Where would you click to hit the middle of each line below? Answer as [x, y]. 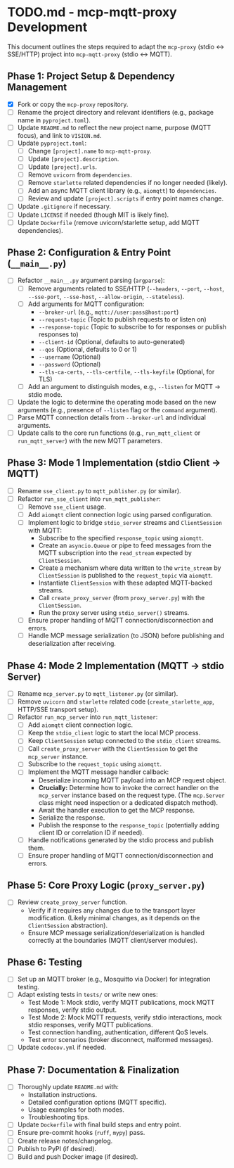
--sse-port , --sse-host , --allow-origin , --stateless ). [106, 296]
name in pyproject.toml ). [54, 120]
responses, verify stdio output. [72, 1010]
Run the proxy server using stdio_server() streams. [114, 612]
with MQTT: [45, 531]
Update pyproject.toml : [52, 143]
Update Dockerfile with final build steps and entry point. [99, 1125]
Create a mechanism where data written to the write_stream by [130, 568]
